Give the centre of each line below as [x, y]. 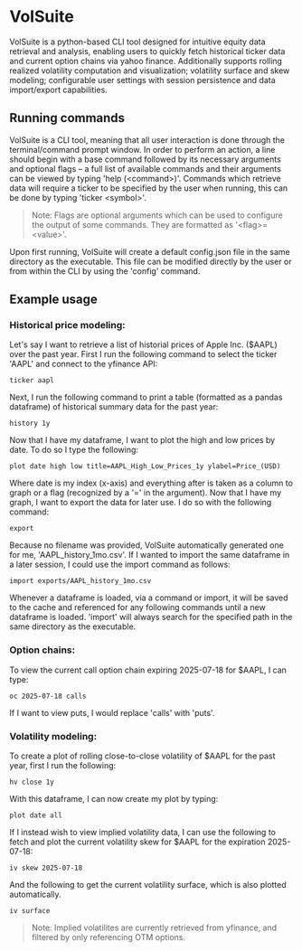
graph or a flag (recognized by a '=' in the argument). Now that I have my [146, 493]
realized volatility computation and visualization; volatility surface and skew [150, 71]
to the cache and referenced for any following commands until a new [138, 607]
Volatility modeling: [53, 736]
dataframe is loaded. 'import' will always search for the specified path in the [151, 617]
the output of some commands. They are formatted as [132, 224]
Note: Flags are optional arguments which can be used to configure [157, 215]
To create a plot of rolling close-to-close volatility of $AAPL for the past [142, 756]
